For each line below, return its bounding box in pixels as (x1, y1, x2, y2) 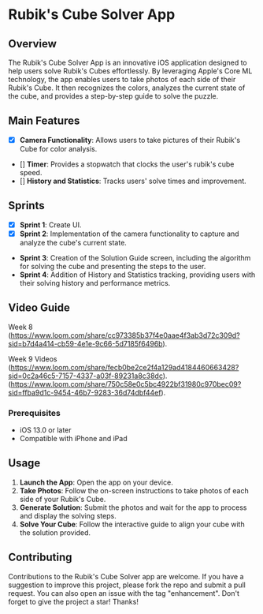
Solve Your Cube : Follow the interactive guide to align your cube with (19, 519, 246, 529)
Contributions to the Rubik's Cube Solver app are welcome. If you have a (8, 571, 244, 581)
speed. (19, 167, 43, 177)
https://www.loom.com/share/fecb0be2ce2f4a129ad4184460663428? (10, 362, 239, 372)
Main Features (8, 114, 80, 128)
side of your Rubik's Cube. (19, 494, 106, 504)
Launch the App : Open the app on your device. (19, 477, 173, 487)
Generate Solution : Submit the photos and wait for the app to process (19, 503, 247, 512)
